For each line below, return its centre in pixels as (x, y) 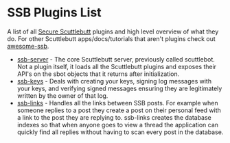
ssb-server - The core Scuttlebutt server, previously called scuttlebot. (116, 59)
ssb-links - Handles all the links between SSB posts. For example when (117, 103)
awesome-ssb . (28, 46)
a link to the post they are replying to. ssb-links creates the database (114, 117)
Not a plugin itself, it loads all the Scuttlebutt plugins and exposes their (117, 66)
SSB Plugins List (54, 13)
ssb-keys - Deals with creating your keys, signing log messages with (114, 81)
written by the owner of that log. (62, 95)
